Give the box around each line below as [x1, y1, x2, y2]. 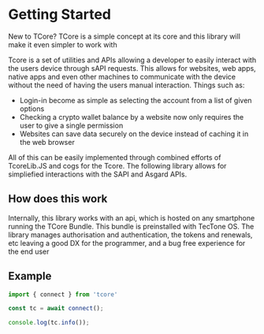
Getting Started [8, 6, 112, 24]
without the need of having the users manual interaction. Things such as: [8, 80, 245, 90]
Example [8, 269, 52, 283]
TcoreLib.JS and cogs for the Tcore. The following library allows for [8, 161, 227, 170]
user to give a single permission [19, 121, 124, 130]
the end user [8, 247, 50, 256]
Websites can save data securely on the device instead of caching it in [19, 128, 249, 139]
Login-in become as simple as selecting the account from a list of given [19, 95, 252, 105]
